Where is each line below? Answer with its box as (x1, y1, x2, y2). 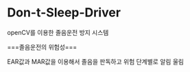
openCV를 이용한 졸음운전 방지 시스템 (7, 28, 109, 36)
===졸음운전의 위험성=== (7, 43, 78, 51)
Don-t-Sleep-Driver (7, 5, 121, 21)
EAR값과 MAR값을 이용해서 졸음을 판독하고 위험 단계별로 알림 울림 (7, 57, 184, 66)
